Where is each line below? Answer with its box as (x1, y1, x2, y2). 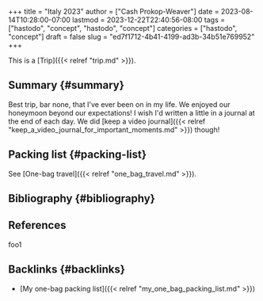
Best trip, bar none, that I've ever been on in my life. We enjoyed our (8, 99, 231, 109)
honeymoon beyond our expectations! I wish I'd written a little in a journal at (8, 108, 255, 117)
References (8, 219, 67, 232)
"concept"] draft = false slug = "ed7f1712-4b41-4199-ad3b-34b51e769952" (8, 32, 255, 41)
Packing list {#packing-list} (8, 148, 147, 162)
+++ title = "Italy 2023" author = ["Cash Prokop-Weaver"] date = (8, 7, 219, 16)
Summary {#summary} (8, 78, 125, 92)
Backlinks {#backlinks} (8, 263, 125, 276)
